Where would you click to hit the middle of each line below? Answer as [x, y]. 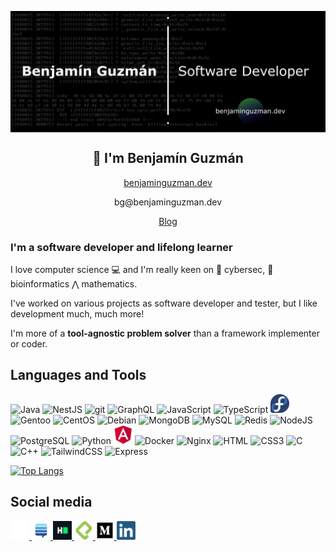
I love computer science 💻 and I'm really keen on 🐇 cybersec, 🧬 [142, 270]
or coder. [29, 344]
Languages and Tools [78, 375]
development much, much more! [77, 314]
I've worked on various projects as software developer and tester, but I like [164, 303]
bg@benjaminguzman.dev [168, 202]
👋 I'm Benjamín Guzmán [168, 158]
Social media [51, 502]
